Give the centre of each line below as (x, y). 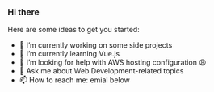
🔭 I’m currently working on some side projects (96, 45)
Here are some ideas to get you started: (74, 30)
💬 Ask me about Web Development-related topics (101, 71)
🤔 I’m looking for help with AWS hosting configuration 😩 (113, 62)
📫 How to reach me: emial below (75, 80)
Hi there (23, 12)
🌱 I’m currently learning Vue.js (69, 54)
